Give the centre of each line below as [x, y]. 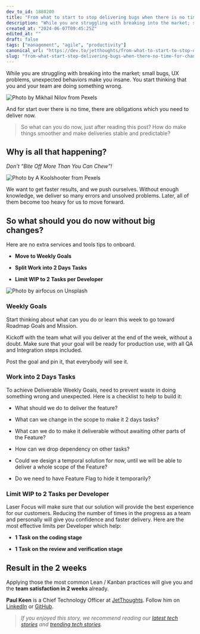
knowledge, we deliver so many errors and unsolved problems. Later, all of [98, 196]
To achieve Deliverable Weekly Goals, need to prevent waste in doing [91, 390]
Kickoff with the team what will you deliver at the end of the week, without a [99, 337]
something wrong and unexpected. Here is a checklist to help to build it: [94, 396]
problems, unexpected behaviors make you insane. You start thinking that [96, 79]
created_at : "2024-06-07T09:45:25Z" [51, 28]
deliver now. [21, 115]
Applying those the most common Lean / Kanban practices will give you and [99, 582]
